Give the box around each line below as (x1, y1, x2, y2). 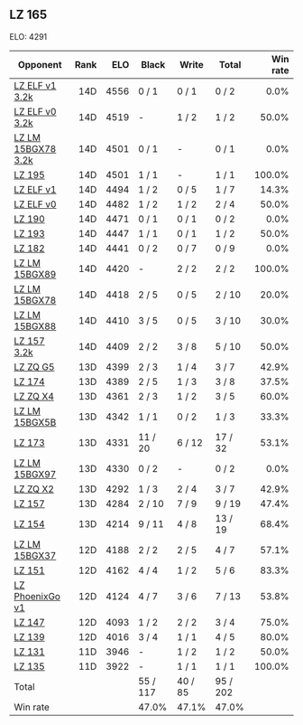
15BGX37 (14, 549, 57, 561)
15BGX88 (14, 320, 57, 333)
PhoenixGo (14, 589, 61, 602)
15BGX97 (14, 467, 57, 480)
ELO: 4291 (9, 31, 48, 42)
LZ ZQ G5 (14, 361, 55, 373)
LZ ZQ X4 (14, 390, 54, 402)
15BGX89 (14, 268, 57, 280)
